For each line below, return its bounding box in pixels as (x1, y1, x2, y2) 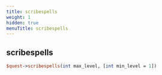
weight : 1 (6, 14, 31, 20)
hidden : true (6, 20, 39, 26)
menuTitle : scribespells (6, 25, 68, 32)
